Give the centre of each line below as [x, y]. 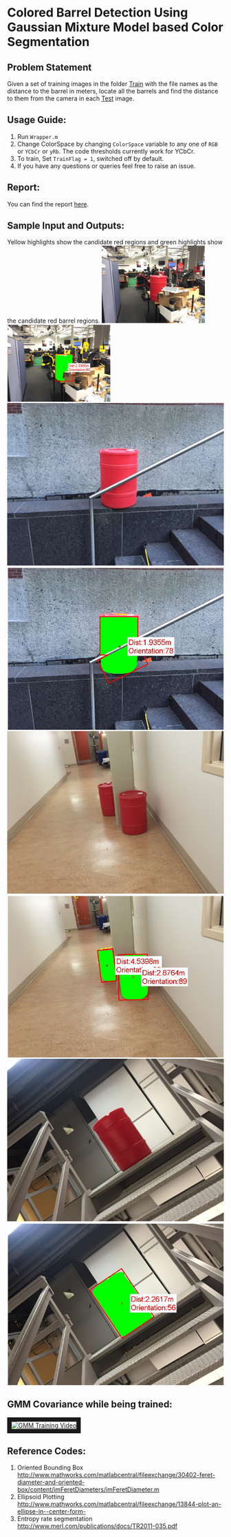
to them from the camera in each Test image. [71, 98]
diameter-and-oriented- [51, 1482]
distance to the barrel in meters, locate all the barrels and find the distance [113, 91]
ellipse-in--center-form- [51, 1512]
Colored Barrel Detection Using [98, 13]
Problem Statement [49, 67]
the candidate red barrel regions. [54, 321]
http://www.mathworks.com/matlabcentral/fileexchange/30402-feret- [116, 1475]
